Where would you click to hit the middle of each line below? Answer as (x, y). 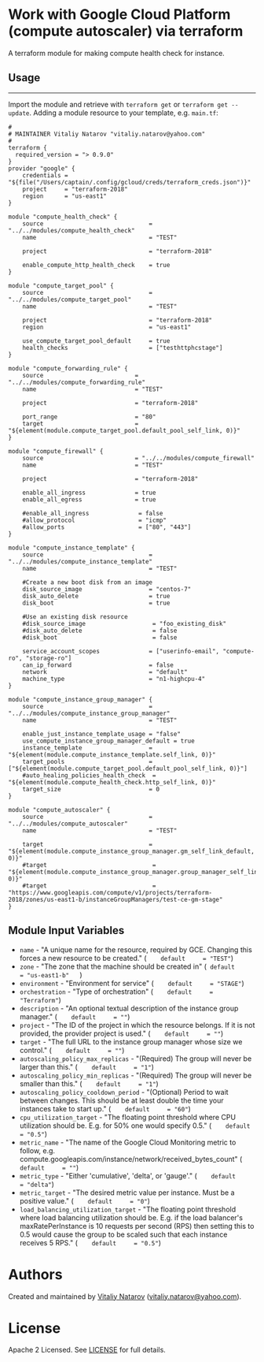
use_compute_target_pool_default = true (96, 340)
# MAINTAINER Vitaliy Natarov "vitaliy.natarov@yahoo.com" (107, 134)
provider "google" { (42, 168)
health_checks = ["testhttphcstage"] (123, 348)
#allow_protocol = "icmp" (95, 520)
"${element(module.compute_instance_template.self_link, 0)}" (112, 754)
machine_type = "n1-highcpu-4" (114, 679)
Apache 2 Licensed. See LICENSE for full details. (87, 1350)
